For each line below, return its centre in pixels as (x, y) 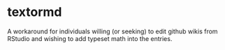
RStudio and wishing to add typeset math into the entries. (90, 38)
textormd (35, 12)
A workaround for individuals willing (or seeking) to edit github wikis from (112, 31)
